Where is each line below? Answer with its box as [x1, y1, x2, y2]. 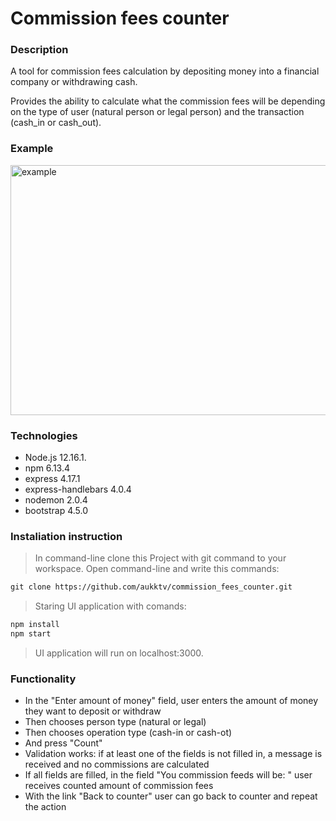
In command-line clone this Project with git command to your [34, 552, 287, 564]
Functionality [10, 672, 77, 686]
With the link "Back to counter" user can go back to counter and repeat [24, 790, 318, 802]
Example [10, 142, 54, 156]
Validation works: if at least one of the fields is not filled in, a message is [24, 748, 323, 760]
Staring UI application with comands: [34, 600, 187, 612]
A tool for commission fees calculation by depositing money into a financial [10, 65, 320, 77]
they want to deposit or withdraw [24, 705, 162, 717]
